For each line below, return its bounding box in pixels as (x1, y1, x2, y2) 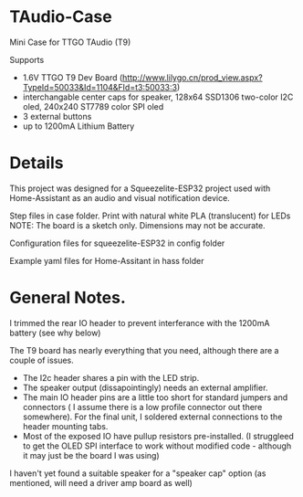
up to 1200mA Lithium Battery (22, 121, 135, 132)
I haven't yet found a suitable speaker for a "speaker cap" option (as (9, 468, 266, 479)
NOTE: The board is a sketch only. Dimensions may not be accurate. (9, 219, 266, 230)
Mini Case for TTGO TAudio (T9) (9, 37, 131, 48)
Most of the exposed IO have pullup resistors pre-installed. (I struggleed (22, 430, 295, 441)
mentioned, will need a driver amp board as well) (9, 477, 193, 488)
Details (9, 153, 64, 174)
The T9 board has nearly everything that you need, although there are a (9, 344, 279, 355)
